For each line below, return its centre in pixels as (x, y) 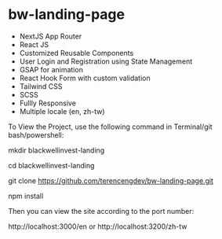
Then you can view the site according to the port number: (101, 211)
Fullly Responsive (48, 103)
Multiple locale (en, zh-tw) (62, 111)
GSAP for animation (51, 69)
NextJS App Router (51, 36)
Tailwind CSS (41, 86)
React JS (34, 44)
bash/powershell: (36, 134)
